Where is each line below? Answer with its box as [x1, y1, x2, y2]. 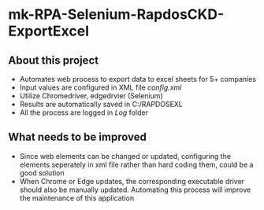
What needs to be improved [8, 131, 147, 144]
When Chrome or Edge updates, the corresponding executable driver [19, 176, 245, 186]
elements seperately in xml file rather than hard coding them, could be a [19, 160, 254, 169]
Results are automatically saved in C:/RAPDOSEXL [19, 100, 184, 109]
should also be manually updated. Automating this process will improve [19, 185, 251, 194]
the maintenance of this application [19, 193, 135, 202]
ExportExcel [8, 22, 89, 40]
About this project [8, 53, 99, 67]
